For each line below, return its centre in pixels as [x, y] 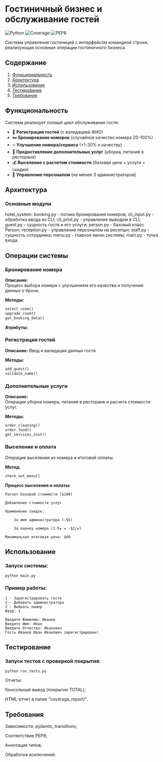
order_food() [18, 430]
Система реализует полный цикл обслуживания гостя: [62, 122]
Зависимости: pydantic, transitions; [41, 726]
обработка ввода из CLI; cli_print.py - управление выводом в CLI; [73, 220]
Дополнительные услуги [36, 386]
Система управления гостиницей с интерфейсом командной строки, [77, 42]
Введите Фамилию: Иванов [30, 620]
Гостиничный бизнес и [54, 9]
